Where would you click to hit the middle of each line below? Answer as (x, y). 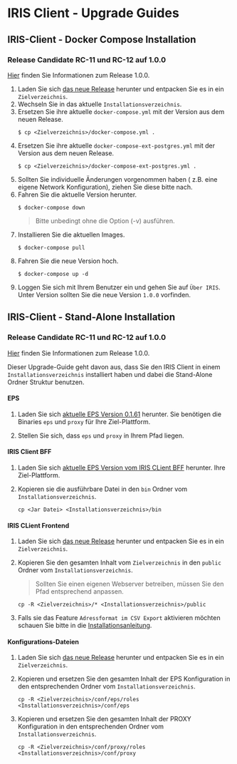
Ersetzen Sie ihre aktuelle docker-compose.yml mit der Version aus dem (121, 111)
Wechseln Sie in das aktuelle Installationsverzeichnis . (100, 104)
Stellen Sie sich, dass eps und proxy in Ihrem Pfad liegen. (101, 435)
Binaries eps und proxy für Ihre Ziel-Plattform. (84, 421)
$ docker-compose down (51, 207)
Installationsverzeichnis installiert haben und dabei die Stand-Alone (110, 374)
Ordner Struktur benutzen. (46, 382)
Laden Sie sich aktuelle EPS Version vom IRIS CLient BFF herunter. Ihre (121, 468)
